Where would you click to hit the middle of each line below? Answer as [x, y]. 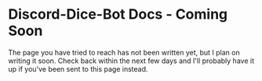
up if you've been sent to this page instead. [78, 69]
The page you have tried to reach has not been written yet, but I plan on [124, 52]
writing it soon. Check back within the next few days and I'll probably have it [131, 61]
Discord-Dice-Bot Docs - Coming [118, 14]
